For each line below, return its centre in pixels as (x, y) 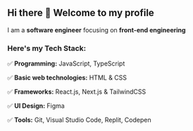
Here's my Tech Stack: (47, 48)
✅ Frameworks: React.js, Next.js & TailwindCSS (77, 92)
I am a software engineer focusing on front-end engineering (96, 30)
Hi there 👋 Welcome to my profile (81, 13)
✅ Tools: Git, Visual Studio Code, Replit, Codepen (79, 120)
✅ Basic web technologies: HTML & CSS (67, 77)
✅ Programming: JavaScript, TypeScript (66, 63)
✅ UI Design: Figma (36, 106)
